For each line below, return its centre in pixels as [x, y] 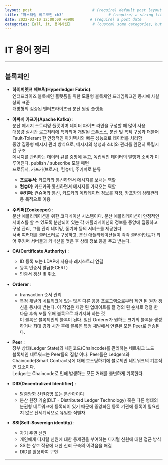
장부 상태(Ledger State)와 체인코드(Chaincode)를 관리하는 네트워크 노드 [83, 348]
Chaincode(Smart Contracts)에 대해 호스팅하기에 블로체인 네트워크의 [81, 361]
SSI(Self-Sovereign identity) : [43, 423]
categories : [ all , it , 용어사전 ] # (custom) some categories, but [84, 24]
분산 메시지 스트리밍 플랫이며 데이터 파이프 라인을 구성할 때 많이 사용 [79, 125]
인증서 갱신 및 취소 [38, 274]
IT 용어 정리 [27, 50]
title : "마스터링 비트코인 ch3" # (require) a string [79, 15]
